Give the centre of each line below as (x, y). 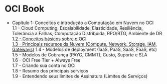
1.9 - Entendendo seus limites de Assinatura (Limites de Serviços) (80, 76)
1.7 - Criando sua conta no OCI (44, 65)
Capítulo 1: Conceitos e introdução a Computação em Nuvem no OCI (83, 23)
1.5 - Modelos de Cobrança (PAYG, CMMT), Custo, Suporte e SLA (79, 55)
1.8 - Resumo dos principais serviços (50, 70)
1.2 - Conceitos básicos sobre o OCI (49, 39)
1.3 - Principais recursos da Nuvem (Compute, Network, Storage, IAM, (85, 44)
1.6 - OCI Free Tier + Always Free (46, 60)
